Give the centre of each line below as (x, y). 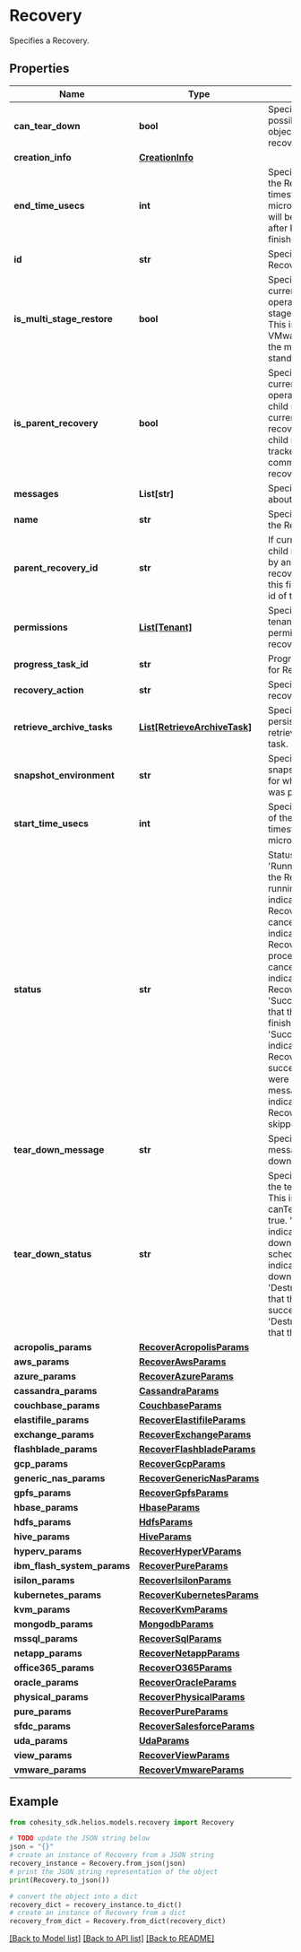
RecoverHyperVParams (190, 1551)
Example (34, 1802)
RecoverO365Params (185, 1668)
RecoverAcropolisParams (193, 1346)
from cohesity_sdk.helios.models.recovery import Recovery (122, 1822)
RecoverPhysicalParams (192, 1696)
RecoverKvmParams (183, 1609)
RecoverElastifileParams (192, 1420)
